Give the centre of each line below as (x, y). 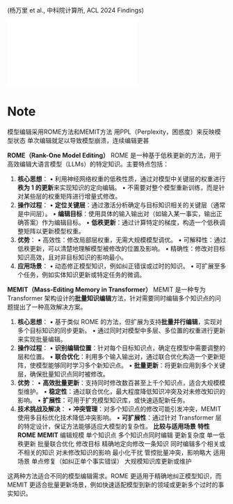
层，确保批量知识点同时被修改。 (63, 374)
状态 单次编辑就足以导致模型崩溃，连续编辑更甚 (81, 140)
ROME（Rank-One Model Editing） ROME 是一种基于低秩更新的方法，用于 (114, 155)
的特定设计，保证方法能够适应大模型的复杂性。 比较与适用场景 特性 (113, 426)
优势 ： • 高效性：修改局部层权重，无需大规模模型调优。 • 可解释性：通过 (122, 240)
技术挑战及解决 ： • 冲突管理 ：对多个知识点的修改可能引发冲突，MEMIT (119, 408)
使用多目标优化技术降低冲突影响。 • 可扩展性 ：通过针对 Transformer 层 (119, 418)
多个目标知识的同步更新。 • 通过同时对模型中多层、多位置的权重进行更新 (121, 330)
